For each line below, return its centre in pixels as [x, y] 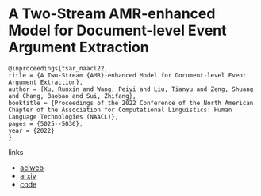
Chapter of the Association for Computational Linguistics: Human [120, 110]
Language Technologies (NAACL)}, [63, 117]
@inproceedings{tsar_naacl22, [58, 68]
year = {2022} [32, 130]
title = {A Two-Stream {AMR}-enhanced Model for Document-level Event [127, 75]
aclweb [31, 168]
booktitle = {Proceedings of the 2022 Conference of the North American [131, 103]
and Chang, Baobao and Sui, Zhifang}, [72, 96]
